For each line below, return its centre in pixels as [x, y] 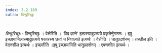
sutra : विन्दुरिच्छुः [20, 15]
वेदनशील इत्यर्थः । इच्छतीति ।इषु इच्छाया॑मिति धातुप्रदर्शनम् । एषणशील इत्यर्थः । [68, 45]
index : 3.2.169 [21, 10]
